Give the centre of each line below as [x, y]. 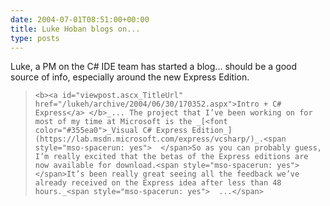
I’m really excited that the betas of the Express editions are [171, 157]
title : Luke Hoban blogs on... [75, 29]
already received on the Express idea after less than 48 [158, 183]
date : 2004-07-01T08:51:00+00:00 [80, 19]
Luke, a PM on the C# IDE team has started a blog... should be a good [154, 67]
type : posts [35, 38]
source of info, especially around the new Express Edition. [130, 77]
